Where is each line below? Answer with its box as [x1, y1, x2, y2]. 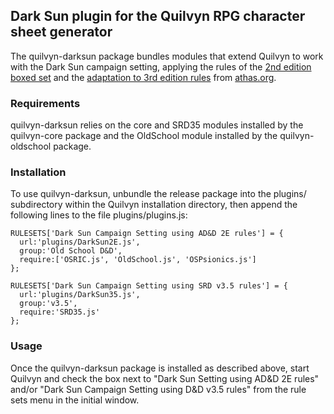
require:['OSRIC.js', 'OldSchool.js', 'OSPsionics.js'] [19, 255, 257, 265]
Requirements [10, 96, 81, 110]
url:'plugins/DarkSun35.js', [19, 290, 141, 300]
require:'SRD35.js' [19, 307, 101, 318]
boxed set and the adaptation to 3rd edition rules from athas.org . [10, 71, 277, 83]
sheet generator [10, 24, 113, 41]
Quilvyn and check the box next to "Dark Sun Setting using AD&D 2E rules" [10, 372, 320, 384]
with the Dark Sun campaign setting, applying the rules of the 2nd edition [10, 60, 312, 73]
